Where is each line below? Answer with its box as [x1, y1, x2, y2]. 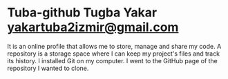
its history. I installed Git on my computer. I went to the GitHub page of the [7, 56, 218, 65]
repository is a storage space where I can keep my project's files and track [7, 49, 220, 58]
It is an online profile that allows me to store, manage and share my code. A [7, 42, 222, 50]
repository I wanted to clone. [7, 64, 89, 72]
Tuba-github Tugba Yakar [7, 5, 158, 21]
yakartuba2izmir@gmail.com [7, 19, 179, 35]
